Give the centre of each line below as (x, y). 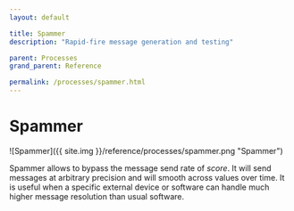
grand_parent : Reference (55, 66)
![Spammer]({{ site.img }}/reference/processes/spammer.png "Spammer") (146, 150)
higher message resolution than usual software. (97, 196)
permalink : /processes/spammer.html (77, 82)
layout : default (39, 17)
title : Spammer (38, 33)
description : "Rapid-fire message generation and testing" (122, 42)
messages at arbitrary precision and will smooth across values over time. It (147, 177)
